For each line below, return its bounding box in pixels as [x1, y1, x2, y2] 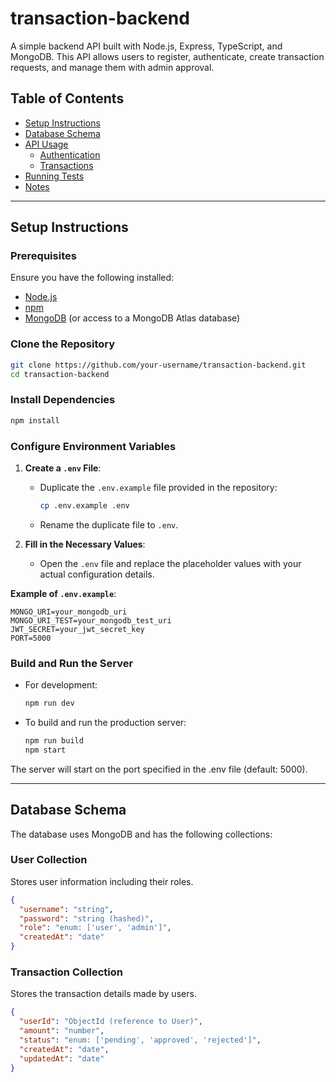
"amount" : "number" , [19, 1026, 105, 1036]
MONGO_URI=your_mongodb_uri [10, 607, 128, 617]
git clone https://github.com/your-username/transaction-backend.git [10, 360, 307, 370]
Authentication [39, 148, 101, 161]
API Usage [24, 138, 69, 150]
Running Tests [24, 170, 85, 182]
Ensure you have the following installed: [10, 272, 175, 284]
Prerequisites [10, 249, 77, 263]
